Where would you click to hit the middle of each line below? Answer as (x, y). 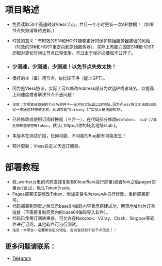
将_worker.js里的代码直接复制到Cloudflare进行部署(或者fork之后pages (82, 182)
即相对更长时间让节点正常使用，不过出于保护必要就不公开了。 (74, 53)
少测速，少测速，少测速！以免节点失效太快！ (64, 66)
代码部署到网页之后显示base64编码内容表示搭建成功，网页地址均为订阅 (83, 206)
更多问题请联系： (31, 246)
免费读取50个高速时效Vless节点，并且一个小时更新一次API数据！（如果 (83, 24)
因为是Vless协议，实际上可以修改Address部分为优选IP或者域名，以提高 (83, 88)
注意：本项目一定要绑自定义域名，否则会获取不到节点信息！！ (65, 230)
